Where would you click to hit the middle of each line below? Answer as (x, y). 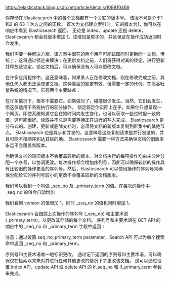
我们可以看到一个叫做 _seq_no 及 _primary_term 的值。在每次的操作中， (80, 186)
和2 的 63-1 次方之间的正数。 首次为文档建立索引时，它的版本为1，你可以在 (83, 24)
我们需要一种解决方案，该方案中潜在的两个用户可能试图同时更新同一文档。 (83, 54)
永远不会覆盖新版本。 (27, 145)
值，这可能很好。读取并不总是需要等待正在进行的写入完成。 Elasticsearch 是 (85, 120)
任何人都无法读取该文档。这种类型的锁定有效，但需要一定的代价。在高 (82, 84)
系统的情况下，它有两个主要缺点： (45, 90)
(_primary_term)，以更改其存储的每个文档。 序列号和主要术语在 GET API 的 (83, 220)
